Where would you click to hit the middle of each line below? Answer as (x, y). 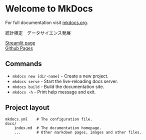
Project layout (27, 108)
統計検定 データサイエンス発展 (38, 32)
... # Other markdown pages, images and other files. (78, 132)
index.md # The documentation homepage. (58, 128)
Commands (24, 64)
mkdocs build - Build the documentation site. (58, 86)
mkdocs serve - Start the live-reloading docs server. (65, 81)
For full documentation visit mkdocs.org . (47, 22)
